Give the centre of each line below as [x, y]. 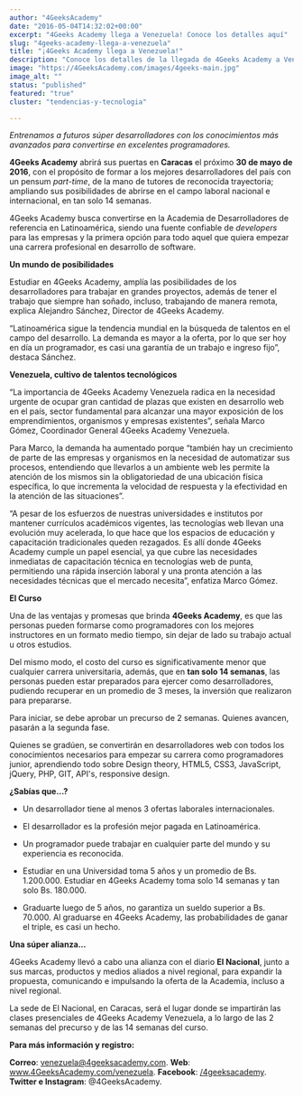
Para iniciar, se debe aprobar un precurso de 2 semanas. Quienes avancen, [149, 718]
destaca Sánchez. [43, 357]
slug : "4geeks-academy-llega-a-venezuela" [90, 43]
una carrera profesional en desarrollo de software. [103, 247]
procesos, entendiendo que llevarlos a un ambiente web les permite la [140, 467]
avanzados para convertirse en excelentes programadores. [120, 145]
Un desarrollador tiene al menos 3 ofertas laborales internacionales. [148, 809]
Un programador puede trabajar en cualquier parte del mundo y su [146, 844]
